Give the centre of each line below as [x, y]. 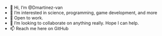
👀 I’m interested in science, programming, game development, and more [83, 13]
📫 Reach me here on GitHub [39, 28]
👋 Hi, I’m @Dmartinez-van [36, 8]
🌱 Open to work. [27, 18]
